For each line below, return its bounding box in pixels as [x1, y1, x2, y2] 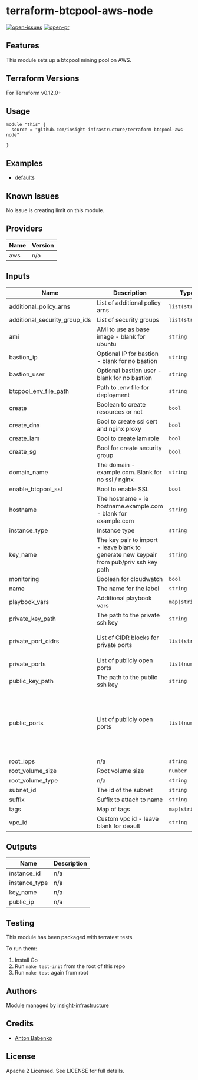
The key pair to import [97, 536, 158, 544]
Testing [6, 918, 35, 928]
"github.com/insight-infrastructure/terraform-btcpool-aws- [35, 127, 186, 133]
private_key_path [9, 615, 56, 623]
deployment [97, 391, 130, 399]
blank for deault [97, 822, 140, 830]
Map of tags [97, 805, 131, 813]
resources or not [97, 408, 143, 416]
